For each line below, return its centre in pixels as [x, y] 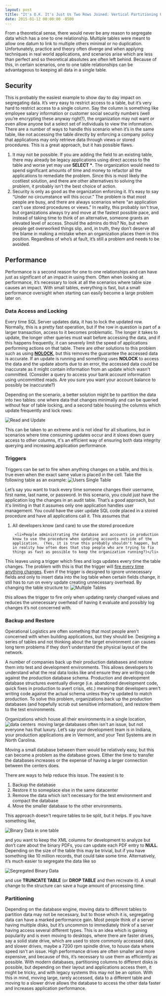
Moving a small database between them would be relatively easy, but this [80, 749]
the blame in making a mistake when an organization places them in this [85, 234]
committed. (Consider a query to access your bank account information [78, 375]
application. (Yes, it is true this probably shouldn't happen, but [85, 543]
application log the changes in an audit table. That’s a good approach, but [80, 500]
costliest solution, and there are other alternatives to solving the [77, 181]
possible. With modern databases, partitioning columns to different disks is [81, 962]
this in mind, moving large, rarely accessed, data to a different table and [78, 978]
